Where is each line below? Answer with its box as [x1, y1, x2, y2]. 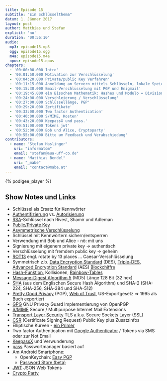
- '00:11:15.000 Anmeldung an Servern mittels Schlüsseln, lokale [9, 81, 150, 86]
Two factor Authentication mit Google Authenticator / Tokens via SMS [12, 328, 155, 334]
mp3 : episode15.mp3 [9, 44, 50, 49]
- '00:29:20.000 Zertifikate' [9, 105, 72, 110]
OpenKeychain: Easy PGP [19, 354, 73, 360]
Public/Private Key [12, 222, 50, 228]
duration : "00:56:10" [5, 35, 50, 40]
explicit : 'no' [5, 30, 37, 35]
